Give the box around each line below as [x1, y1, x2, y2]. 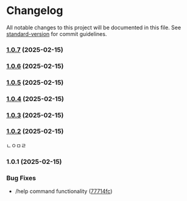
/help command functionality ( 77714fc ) [15, 188, 113, 195]
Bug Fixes [6, 174, 37, 182]
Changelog [6, 4, 63, 18]
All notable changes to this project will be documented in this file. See [6, 24, 182, 31]
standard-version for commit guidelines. [6, 30, 107, 37]
